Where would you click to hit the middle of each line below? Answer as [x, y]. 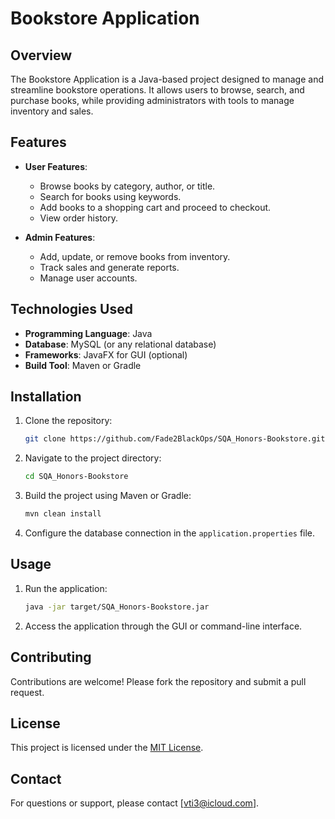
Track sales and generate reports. [109, 267]
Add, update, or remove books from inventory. [135, 256]
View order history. [78, 218]
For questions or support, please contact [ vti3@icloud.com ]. [135, 803]
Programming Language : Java [88, 333]
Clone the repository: [68, 421]
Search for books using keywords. [110, 196]
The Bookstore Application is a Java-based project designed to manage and [167, 79]
